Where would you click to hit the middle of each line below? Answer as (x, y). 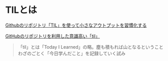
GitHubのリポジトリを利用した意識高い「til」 (53, 36)
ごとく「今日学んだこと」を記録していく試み (78, 53)
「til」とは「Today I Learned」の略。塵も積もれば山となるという (86, 47)
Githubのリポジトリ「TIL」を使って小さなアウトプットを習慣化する (76, 25)
